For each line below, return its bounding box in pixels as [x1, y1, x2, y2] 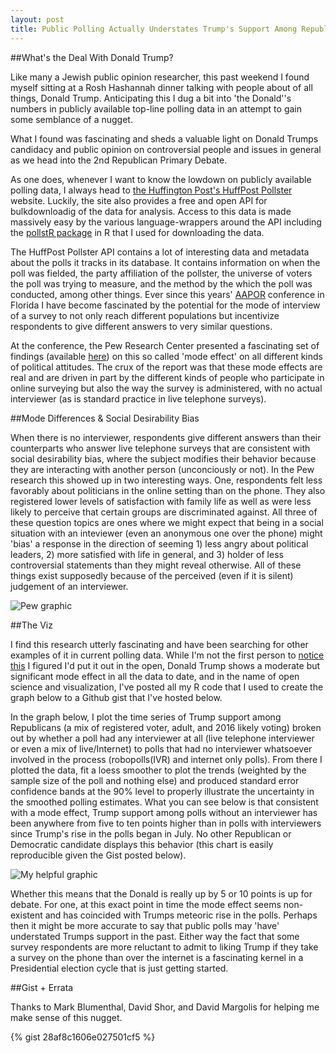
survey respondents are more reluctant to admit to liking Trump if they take [10, 941, 319, 953]
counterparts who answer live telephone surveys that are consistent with [10, 442, 311, 454]
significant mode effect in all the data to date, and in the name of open [10, 670, 300, 682]
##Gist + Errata [10, 981, 74, 993]
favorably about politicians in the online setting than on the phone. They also [10, 484, 326, 496]
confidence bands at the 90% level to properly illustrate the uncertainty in [10, 785, 315, 797]
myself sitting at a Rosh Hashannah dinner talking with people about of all [10, 81, 313, 93]
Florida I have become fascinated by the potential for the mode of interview [10, 299, 321, 311]
